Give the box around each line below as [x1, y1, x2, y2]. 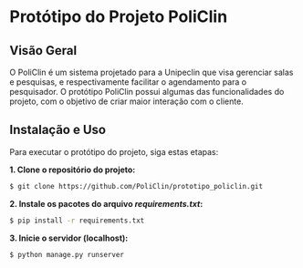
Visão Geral [9, 43, 78, 58]
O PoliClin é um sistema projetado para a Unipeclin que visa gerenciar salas [9, 67, 294, 77]
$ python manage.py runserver [9, 250, 125, 259]
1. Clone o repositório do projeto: [9, 164, 136, 175]
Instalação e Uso [9, 122, 107, 138]
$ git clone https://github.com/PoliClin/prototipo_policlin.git [9, 181, 263, 191]
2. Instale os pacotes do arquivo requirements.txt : [9, 198, 204, 209]
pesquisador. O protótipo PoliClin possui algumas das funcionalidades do [9, 87, 285, 97]
